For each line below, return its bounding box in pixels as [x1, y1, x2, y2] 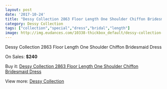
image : [5, 30, 19, 35]
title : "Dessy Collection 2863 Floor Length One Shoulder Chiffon [5, 16, 146, 21]
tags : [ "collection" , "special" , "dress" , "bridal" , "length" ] [5, 26, 130, 31]
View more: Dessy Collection [5, 78, 65, 84]
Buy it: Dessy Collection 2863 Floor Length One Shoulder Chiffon [5, 63, 139, 69]
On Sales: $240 [5, 54, 38, 60]
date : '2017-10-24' [5, 12, 46, 17]
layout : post [5, 7, 32, 12]
